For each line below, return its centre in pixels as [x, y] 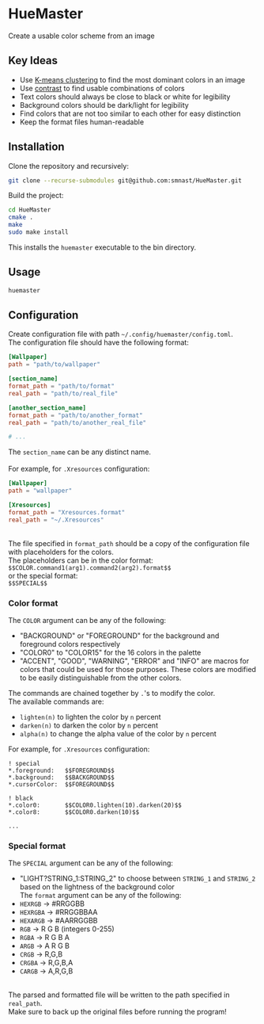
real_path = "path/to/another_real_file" [77, 422]
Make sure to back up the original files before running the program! [117, 1012]
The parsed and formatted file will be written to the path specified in [119, 995]
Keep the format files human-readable [82, 122]
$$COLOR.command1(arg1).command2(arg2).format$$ [90, 567]
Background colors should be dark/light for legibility [104, 105]
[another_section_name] [47, 408]
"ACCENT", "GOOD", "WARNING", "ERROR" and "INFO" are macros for [134, 661]
